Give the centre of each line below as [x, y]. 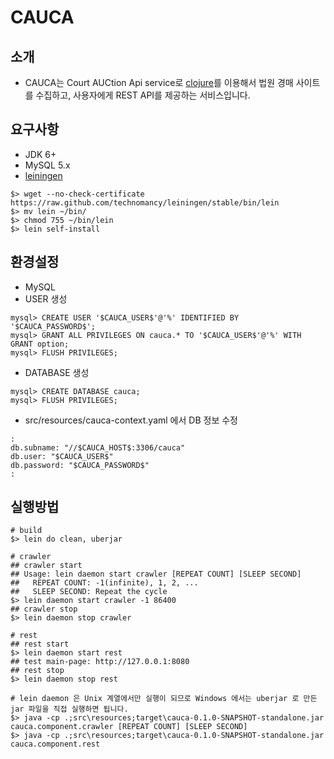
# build [26, 531]
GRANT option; [40, 344]
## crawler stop [44, 609]
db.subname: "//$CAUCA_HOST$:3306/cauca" [98, 447]
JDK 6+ [40, 154]
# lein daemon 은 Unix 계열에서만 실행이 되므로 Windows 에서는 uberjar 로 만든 [164, 699]
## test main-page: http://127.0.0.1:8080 [100, 662]
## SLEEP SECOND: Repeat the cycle [89, 592]
